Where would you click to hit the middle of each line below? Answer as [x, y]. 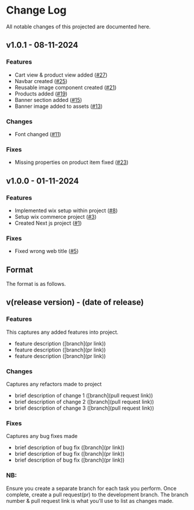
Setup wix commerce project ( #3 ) [55, 216]
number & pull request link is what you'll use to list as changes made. [90, 501]
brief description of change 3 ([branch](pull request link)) [84, 408]
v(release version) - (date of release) [75, 302]
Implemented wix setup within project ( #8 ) [66, 210]
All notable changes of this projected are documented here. [78, 27]
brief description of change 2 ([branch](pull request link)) [84, 402]
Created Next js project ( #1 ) [48, 223]
